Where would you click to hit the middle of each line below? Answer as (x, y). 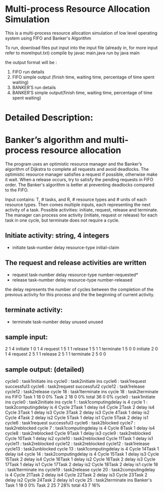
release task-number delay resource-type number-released (72, 280)
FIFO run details (28, 71)
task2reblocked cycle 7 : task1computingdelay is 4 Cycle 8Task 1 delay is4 (80, 428)
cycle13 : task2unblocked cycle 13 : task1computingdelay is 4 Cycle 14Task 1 (82, 449)
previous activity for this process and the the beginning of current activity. (80, 294)
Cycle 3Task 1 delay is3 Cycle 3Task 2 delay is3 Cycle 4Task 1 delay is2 (77, 413)
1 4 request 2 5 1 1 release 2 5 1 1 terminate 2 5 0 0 (56, 354)
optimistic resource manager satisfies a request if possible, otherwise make (81, 174)
